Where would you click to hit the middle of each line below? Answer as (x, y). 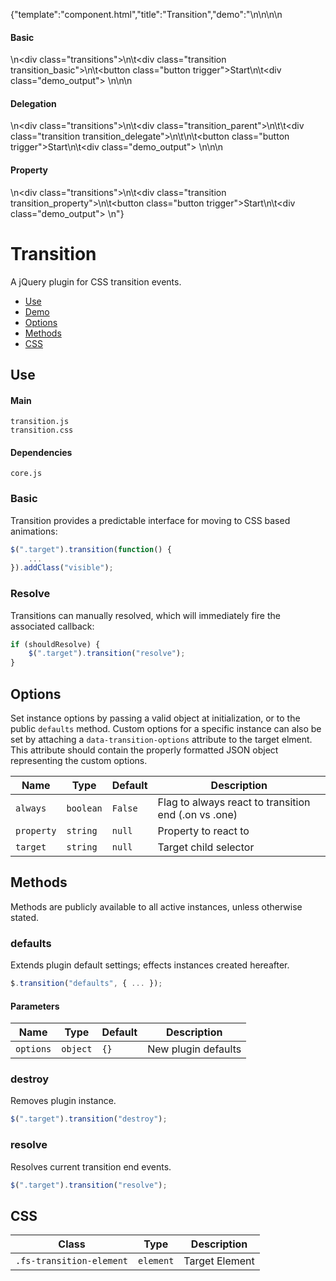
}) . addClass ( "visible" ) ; (62, 568)
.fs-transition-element (72, 1261)
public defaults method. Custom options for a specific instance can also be (166, 728)
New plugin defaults (194, 1049)
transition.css (42, 430)
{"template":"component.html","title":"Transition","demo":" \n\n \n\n (146, 14)
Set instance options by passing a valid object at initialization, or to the (155, 718)
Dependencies (41, 452)
